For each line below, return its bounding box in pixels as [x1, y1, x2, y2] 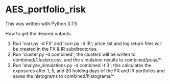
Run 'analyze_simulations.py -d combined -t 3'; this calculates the [12, 62, 152, 68]
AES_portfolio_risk [5, 4, 86, 15]
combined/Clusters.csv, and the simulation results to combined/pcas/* [12, 56, 162, 62]
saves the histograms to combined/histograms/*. [12, 73, 115, 79]
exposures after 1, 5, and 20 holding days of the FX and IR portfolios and [12, 68, 165, 74]
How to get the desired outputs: [5, 30, 72, 36]
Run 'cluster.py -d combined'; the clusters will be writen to [12, 51, 136, 57]
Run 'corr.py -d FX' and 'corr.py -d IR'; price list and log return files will [12, 40, 162, 47]
